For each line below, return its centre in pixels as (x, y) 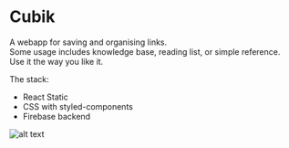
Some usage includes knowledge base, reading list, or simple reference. (145, 51)
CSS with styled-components (78, 106)
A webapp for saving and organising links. (88, 42)
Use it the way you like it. (57, 61)
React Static (45, 97)
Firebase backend (57, 116)
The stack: (30, 79)
